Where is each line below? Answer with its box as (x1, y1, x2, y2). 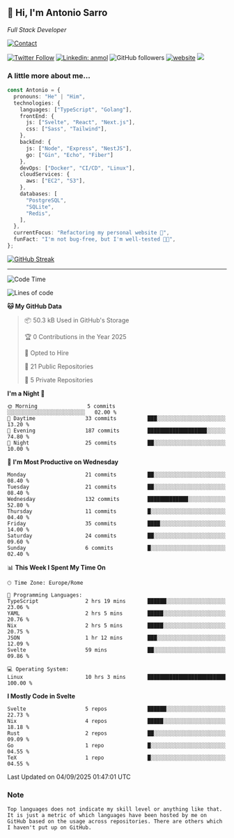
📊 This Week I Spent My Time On (7, 563, 106, 571)
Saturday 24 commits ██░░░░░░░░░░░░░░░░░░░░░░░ (7, 532, 226, 539)
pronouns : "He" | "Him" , (13, 93, 86, 100)
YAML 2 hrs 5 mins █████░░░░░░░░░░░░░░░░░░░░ (7, 610, 226, 617)
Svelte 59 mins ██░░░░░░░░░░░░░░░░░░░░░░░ (7, 646, 226, 653)
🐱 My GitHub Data (7, 301, 63, 310)
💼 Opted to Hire (24, 348, 70, 357)
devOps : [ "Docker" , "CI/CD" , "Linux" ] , (19, 165, 136, 172)
